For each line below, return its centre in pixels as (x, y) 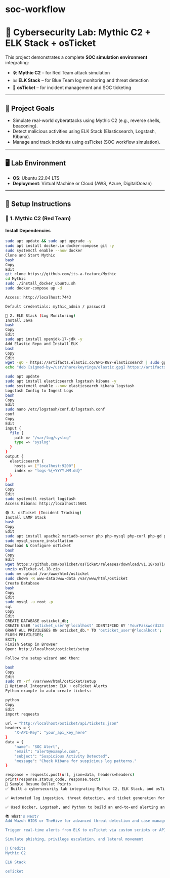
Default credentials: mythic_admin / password (55, 306)
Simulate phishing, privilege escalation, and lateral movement (74, 839)
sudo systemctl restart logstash (40, 499)
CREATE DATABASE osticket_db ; (37, 621)
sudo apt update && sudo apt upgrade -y (49, 241)
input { (13, 428)
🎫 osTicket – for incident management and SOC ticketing (72, 88)
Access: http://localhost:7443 (38, 297)
